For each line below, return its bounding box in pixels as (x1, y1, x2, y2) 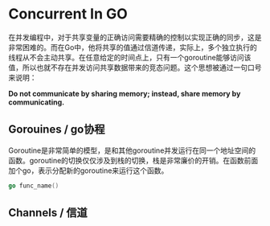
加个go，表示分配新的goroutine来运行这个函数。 (8, 166, 169, 175)
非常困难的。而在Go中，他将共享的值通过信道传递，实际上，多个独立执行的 (8, 42, 257, 52)
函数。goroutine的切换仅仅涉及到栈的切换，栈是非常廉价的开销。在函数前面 (8, 155, 259, 165)
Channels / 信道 (8, 206, 88, 220)
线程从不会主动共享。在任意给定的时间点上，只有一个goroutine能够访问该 (8, 52, 252, 62)
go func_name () (8, 182, 59, 190)
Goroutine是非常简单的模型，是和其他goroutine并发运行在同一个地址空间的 (8, 146, 256, 155)
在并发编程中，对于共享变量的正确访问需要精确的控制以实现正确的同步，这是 (8, 32, 262, 42)
